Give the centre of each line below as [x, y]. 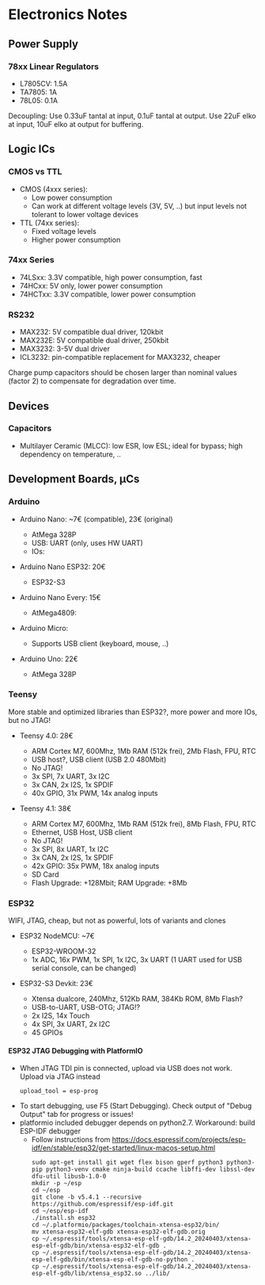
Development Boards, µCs [74, 479]
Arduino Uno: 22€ [49, 659]
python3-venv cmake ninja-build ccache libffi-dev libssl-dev [151, 1170]
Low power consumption [72, 197]
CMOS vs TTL [35, 172]
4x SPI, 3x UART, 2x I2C [71, 1024]
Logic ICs [32, 149]
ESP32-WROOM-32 [64, 951]
